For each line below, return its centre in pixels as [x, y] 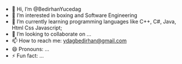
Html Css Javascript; [37, 28]
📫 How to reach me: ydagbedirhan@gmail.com [69, 41]
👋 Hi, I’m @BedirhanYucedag [46, 9]
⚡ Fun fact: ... [28, 55]
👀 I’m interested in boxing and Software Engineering [75, 15]
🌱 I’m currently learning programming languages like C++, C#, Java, [94, 21]
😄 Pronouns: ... [31, 49]
